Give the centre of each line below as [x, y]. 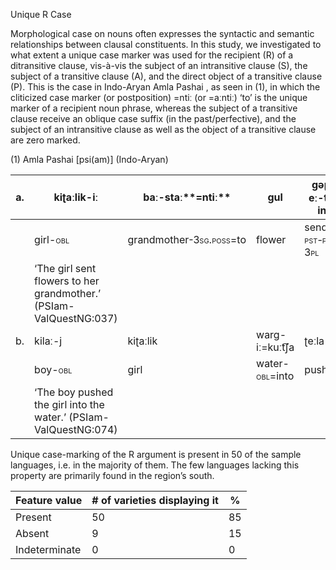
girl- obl [52, 239]
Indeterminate [48, 549]
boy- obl [53, 369]
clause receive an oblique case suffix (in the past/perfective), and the [153, 118]
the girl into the [69, 404]
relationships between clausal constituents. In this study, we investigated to [166, 44]
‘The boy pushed [74, 392]
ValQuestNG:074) [76, 429]
